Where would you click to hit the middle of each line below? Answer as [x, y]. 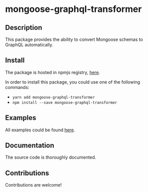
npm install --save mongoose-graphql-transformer [65, 102]
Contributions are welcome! [34, 185]
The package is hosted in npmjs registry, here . [53, 72]
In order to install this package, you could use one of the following [73, 82]
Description [24, 28]
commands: [17, 87]
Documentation [30, 145]
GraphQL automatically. [29, 45]
